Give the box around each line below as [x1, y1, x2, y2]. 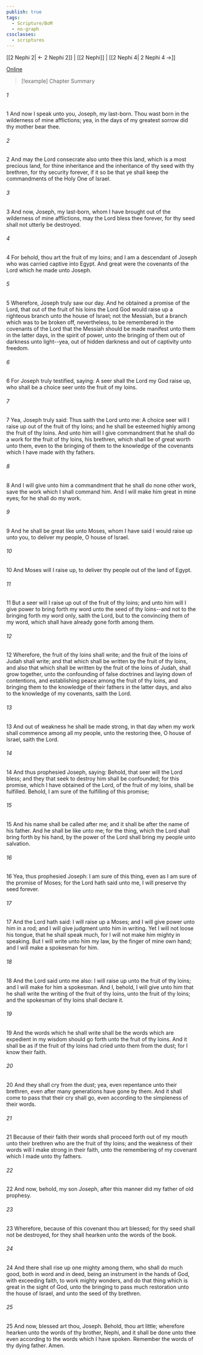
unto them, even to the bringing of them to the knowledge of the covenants [6, 442, 194, 450]
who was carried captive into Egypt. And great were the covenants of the [6, 260, 189, 267]
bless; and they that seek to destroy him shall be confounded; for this [6, 774, 179, 782]
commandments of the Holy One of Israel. [6, 175, 111, 182]
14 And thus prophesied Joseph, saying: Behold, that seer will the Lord [6, 768, 183, 776]
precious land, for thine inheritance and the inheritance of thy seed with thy [6, 162, 195, 170]
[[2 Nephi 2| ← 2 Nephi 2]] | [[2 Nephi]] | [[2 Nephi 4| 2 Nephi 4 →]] [6, 54, 176, 61]
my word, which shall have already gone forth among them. [6, 618, 155, 626]
